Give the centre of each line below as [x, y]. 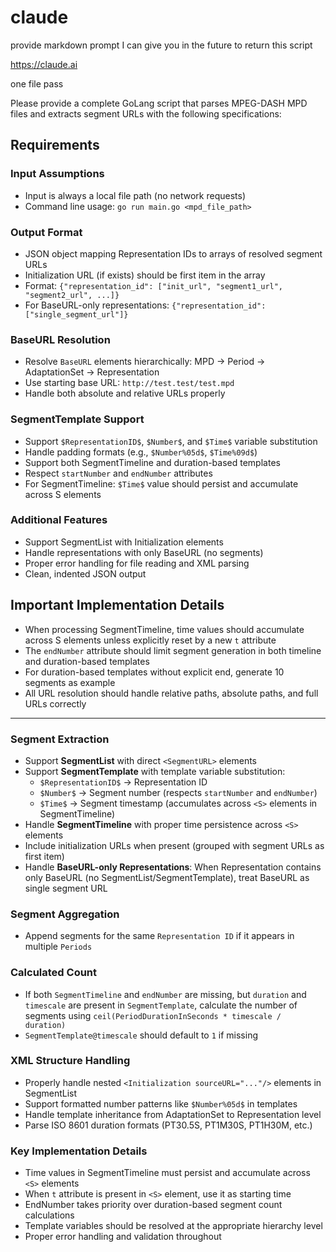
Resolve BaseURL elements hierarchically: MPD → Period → [145, 362]
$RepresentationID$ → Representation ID [123, 782]
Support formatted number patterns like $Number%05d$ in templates [161, 1103]
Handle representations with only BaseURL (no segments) [144, 552]
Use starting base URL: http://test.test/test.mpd [129, 383]
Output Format [46, 232]
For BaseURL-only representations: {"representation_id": [145, 305]
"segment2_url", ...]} [72, 295]
